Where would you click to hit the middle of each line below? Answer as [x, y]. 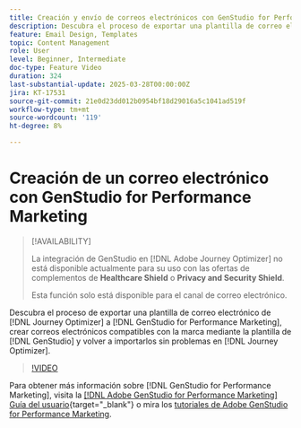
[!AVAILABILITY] [61, 241]
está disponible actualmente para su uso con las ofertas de [140, 268]
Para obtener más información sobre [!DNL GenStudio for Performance [140, 385]
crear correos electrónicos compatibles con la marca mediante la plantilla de [150, 331]
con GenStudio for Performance [130, 197]
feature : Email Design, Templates [74, 34]
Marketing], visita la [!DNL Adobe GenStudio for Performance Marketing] [143, 395]
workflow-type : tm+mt [50, 109]
